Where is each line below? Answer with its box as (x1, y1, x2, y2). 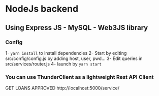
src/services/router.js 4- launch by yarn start (5, 60, 102, 67)
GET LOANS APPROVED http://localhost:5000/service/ (5, 85, 119, 91)
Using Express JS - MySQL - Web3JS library (5, 23, 148, 32)
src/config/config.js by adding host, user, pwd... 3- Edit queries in (5, 55, 143, 61)
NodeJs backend (5, 3, 79, 15)
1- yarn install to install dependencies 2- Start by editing (5, 50, 127, 56)
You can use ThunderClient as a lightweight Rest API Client (5, 73, 154, 80)
